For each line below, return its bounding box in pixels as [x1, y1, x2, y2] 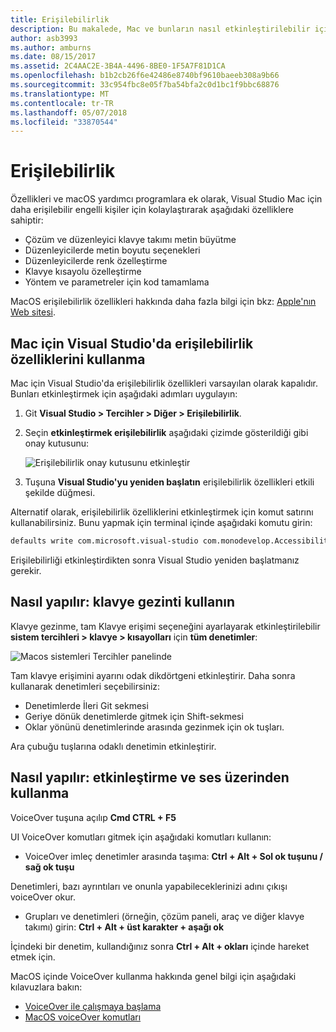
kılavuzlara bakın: [10, 981, 83, 993]
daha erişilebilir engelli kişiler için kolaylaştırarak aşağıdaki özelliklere [10, 204, 294, 216]
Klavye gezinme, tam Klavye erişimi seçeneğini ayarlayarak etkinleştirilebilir [10, 620, 321, 632]
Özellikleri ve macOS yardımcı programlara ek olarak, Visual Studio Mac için [10, 193, 323, 205]
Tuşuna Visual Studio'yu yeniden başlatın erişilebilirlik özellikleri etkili [24, 476, 315, 488]
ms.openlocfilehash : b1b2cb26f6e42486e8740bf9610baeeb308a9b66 [10, 71, 280, 81]
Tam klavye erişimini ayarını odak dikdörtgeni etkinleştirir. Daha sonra [10, 669, 296, 681]
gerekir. [10, 564, 42, 576]
